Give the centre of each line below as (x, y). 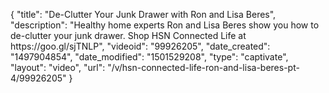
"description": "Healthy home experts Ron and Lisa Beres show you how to (165, 25)
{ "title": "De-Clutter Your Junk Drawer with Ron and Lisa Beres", (143, 14)
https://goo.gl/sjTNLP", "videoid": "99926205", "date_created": (140, 46)
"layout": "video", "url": (58, 67)
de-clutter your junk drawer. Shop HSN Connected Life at (128, 35)
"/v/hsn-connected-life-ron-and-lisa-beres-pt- (203, 67)
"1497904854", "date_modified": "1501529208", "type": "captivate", (149, 57)
